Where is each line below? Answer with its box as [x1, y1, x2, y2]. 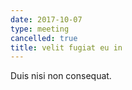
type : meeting [10, 24, 70, 34]
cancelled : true [10, 33, 78, 43]
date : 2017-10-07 [10, 14, 83, 25]
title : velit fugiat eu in [10, 42, 123, 53]
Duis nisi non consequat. [10, 70, 112, 82]
